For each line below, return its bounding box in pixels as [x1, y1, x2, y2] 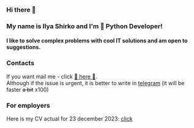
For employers [6, 101, 50, 110]
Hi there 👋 [6, 6, 37, 14]
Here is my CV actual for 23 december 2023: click [6, 115, 133, 122]
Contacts [6, 59, 35, 67]
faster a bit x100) [6, 86, 49, 93]
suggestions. [6, 43, 41, 51]
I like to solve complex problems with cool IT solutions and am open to [6, 37, 188, 45]
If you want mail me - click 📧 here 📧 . [6, 73, 98, 80]
